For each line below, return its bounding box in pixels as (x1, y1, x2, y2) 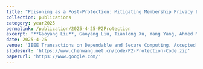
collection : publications (6, 14, 71, 20)
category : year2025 (6, 20, 56, 26)
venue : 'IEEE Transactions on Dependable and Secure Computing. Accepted (6, 43, 196, 49)
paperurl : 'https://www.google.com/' (6, 53, 101, 59)
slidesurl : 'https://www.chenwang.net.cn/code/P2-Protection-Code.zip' (6, 48, 190, 54)
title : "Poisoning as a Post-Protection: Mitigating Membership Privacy (6, 8, 193, 15)
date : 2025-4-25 (6, 37, 47, 43)
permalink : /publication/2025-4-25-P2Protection (6, 25, 131, 32)
